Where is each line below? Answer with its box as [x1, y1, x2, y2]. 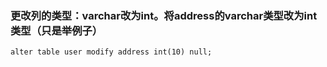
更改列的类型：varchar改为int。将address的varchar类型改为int [10, 8, 318, 22]
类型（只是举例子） [10, 23, 103, 37]
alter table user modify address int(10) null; [10, 47, 213, 57]
